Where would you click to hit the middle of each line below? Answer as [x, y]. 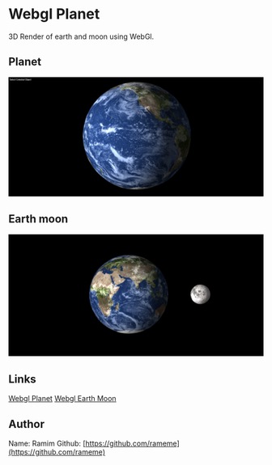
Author [26, 424]
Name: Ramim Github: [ [47, 444]
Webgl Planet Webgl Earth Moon [62, 399]
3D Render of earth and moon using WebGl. [81, 36]
